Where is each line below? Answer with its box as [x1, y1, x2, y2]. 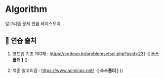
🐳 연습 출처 [5, 36, 37, 45]
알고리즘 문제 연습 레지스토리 [5, 20, 61, 26]
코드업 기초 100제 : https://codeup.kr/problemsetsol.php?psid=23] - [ [12, 51, 150, 57]
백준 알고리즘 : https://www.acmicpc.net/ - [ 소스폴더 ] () [12, 67, 123, 73]
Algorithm [5, 3, 47, 15]
